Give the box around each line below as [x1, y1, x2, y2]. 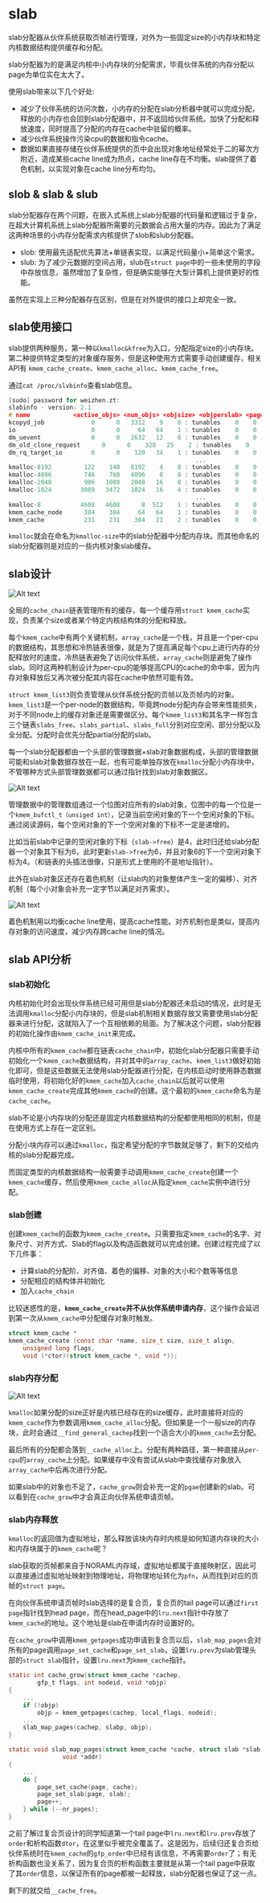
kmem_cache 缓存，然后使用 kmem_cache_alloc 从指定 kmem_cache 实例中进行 [8, 1177, 243, 1186]
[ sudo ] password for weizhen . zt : [8, 396, 121, 404]
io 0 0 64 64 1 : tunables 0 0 [8, 427, 257, 435]
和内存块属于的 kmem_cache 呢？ [8, 1544, 108, 1554]
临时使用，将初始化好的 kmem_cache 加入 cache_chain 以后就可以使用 [8, 1076, 225, 1085]
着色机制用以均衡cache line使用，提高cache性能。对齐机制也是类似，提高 [8, 917, 253, 926]
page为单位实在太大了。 [8, 69, 89, 79]
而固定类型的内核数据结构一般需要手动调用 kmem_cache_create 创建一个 [8, 1166, 239, 1177]
